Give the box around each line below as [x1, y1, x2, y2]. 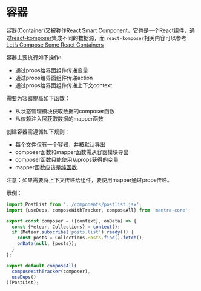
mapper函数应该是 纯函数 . [15, 163, 79, 170]
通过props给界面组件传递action [15, 74, 93, 81]
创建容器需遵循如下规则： [6, 128, 70, 135]
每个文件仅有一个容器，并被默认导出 [15, 141, 106, 148]
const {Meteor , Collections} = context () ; [12, 224, 120, 230]
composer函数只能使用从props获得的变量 [15, 156, 119, 163]
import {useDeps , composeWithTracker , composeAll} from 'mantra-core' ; [6, 207, 191, 213]
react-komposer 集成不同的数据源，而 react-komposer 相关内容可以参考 [12, 34, 186, 41]
